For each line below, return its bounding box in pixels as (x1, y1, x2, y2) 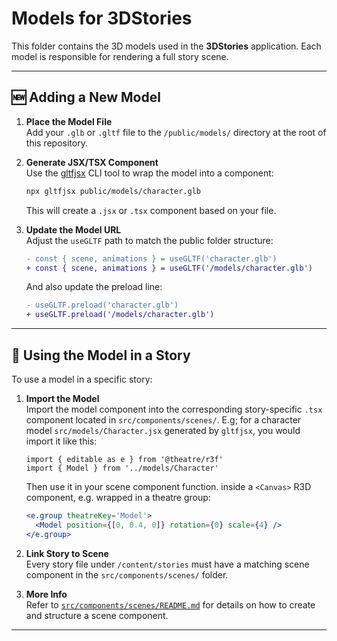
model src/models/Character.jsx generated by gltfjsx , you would (25, 424, 301, 436)
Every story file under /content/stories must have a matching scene (25, 558, 310, 570)
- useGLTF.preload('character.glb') (25, 300, 179, 311)
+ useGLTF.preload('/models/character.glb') (25, 310, 215, 320)
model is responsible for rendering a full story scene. (11, 50, 229, 62)
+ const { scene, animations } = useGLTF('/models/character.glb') (25, 263, 313, 273)
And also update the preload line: (25, 281, 163, 293)
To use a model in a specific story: (11, 373, 153, 385)
